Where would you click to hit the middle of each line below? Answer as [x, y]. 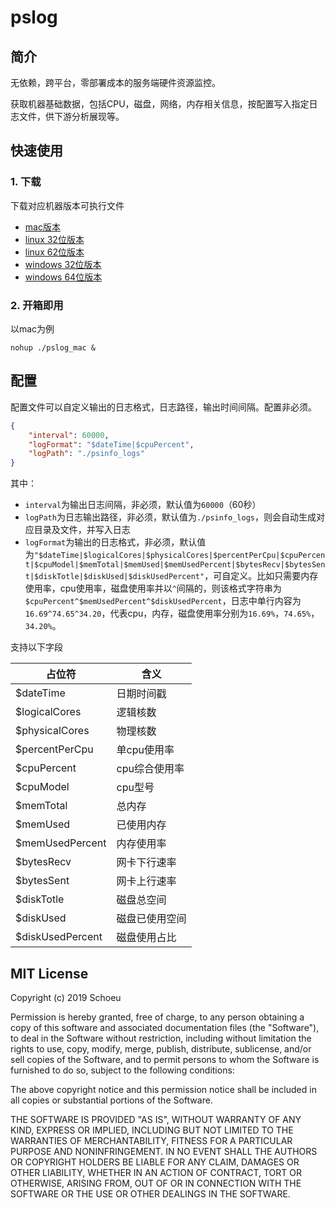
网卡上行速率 [146, 881]
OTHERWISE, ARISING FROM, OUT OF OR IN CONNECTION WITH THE [156, 1183]
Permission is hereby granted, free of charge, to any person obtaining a [157, 1017]
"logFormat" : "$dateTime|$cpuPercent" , [111, 444]
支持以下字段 [36, 647]
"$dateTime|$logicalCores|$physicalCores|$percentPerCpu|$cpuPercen [179, 556]
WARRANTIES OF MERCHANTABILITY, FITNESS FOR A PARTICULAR [151, 1140]
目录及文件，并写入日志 [82, 530]
